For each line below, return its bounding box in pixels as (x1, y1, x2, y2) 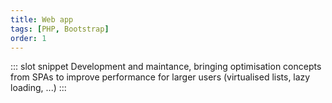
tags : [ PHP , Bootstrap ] (10, 24, 110, 34)
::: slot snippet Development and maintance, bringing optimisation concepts (10, 61, 322, 73)
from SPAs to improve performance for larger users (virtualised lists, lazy (10, 71, 311, 83)
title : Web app (10, 14, 74, 25)
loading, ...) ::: (10, 82, 67, 94)
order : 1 (10, 33, 47, 43)
